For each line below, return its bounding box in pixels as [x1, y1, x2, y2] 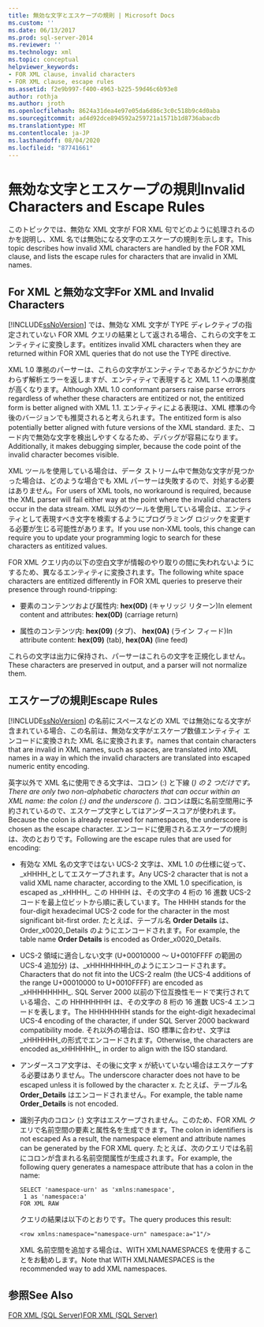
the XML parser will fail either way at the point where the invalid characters [8, 495, 251, 504]
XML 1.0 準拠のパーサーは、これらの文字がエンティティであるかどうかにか [8, 365, 250, 375]
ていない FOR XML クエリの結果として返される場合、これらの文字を [28, 330, 250, 340]
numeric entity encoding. [8, 761, 90, 771]
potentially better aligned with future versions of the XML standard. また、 [8, 423, 249, 432]
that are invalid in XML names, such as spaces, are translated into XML [8, 745, 239, 754]
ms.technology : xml [8, 48, 73, 56]
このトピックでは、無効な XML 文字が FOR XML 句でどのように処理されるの [8, 224, 255, 234]
